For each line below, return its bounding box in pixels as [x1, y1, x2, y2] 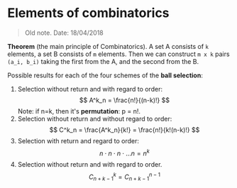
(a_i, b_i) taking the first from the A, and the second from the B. [7, 57, 199, 65]
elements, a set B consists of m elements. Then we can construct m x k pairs [7, 50, 230, 58]
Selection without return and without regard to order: [17, 114, 172, 123]
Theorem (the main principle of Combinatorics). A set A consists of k [7, 42, 209, 50]
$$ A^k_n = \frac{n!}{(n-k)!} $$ [79, 96, 170, 104]
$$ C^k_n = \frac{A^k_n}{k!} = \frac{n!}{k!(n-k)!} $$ [49, 126, 200, 134]
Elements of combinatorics [7, 5, 170, 21]
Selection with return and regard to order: [17, 136, 140, 145]
